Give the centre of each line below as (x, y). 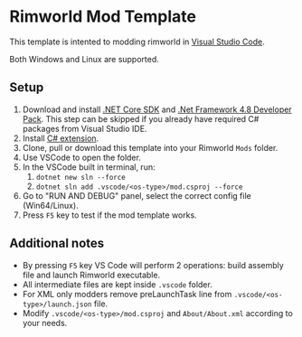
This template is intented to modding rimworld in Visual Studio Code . (137, 42)
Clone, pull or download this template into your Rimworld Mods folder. (150, 147)
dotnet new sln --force (81, 177)
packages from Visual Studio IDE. (85, 128)
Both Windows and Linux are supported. (85, 59)
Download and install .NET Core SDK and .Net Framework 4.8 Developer (157, 109)
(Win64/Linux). (50, 205)
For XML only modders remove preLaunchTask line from (127, 294)
